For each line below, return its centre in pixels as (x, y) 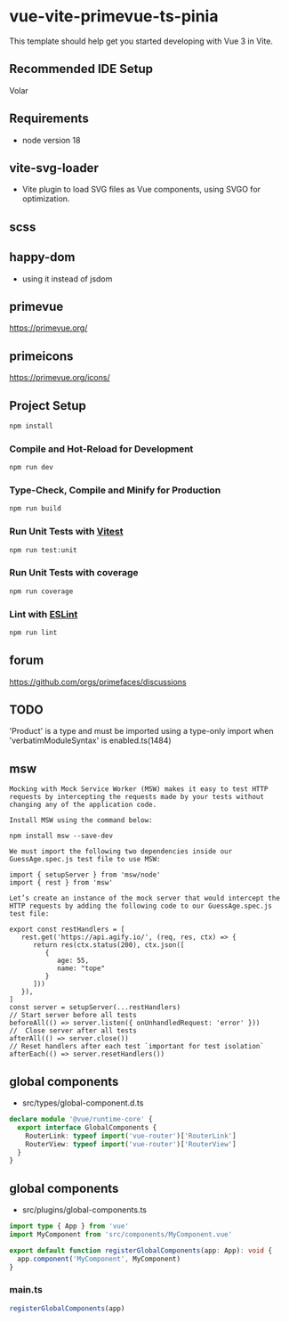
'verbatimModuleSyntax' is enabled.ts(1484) (90, 740)
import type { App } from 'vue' (69, 1227)
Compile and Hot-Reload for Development (101, 449)
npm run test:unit (43, 550)
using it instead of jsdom (67, 279)
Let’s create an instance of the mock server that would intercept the (144, 898)
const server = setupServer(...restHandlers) (95, 1008)
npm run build (36, 509)
